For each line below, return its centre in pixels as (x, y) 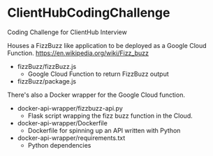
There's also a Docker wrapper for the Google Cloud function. (96, 95)
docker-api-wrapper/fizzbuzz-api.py (70, 108)
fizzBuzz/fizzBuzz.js (47, 66)
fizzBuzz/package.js (47, 81)
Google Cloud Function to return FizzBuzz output (98, 74)
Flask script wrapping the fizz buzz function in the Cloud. (110, 116)
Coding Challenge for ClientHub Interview (67, 32)
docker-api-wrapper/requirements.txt (71, 138)
